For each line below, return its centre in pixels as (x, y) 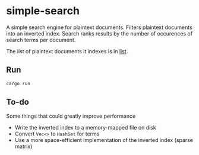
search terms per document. (41, 40)
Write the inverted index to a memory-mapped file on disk (85, 128)
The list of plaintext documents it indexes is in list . (67, 51)
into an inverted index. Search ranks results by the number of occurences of (99, 33)
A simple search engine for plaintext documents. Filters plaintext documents (99, 27)
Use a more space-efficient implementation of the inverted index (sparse (104, 140)
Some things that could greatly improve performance (71, 116)
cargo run (18, 83)
